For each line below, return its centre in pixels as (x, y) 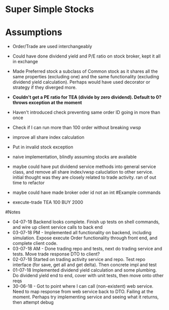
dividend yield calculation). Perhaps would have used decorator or (81, 82)
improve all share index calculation (48, 137)
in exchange (25, 62)
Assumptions (34, 33)
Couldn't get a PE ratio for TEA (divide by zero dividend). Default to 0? (87, 97)
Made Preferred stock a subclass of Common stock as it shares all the (85, 71)
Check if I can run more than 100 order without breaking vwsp (77, 128)
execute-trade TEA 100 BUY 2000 (48, 202)
